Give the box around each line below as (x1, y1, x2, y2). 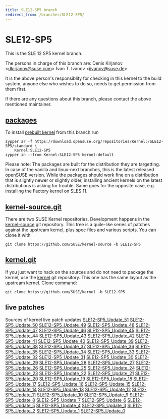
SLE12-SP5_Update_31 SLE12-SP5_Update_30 (38, 354, 134, 360)
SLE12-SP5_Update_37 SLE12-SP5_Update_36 (39, 343, 135, 349)
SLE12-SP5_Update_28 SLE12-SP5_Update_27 (39, 359, 135, 365)
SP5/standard (5, 143, 33, 149)
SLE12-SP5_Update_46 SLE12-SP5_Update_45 (38, 327, 135, 333)
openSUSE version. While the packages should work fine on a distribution (5, 172, 159, 178)
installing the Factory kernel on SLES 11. (5, 188, 88, 194)
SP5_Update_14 (5, 386, 37, 392)
